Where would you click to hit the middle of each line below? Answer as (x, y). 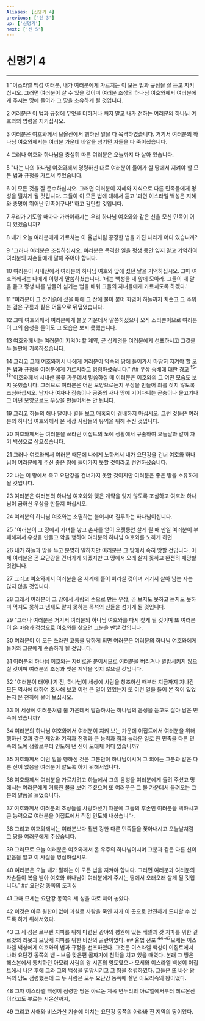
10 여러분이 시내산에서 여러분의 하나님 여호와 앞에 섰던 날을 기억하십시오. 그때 (99, 271)
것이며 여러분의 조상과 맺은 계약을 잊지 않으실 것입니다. (78, 668)
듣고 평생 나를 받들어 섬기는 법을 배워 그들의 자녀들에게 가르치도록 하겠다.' (100, 286)
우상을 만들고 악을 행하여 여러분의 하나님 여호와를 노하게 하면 (100, 537)
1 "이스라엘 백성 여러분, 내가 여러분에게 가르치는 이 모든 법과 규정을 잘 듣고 (95, 85)
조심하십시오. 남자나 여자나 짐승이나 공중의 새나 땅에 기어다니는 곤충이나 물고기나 (103, 392)
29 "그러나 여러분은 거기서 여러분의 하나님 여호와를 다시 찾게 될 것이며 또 (93, 619)
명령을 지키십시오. (44, 121)
